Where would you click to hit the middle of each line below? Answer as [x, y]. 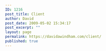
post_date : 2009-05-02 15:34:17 [38, 23]
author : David [20, 18]
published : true [21, 41]
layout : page [18, 32]
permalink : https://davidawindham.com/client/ [53, 37]
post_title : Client [25, 14]
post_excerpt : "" [23, 28]
